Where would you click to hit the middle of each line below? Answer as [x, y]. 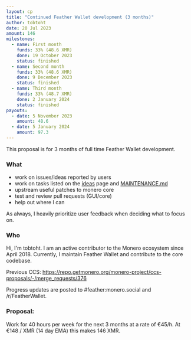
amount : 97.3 [33, 133]
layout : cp [19, 12]
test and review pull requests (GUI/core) [63, 196]
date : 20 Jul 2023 [29, 28]
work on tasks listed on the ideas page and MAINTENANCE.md [91, 184]
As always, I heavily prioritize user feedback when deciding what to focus [95, 214]
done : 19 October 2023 [45, 55]
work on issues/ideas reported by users [63, 177]
